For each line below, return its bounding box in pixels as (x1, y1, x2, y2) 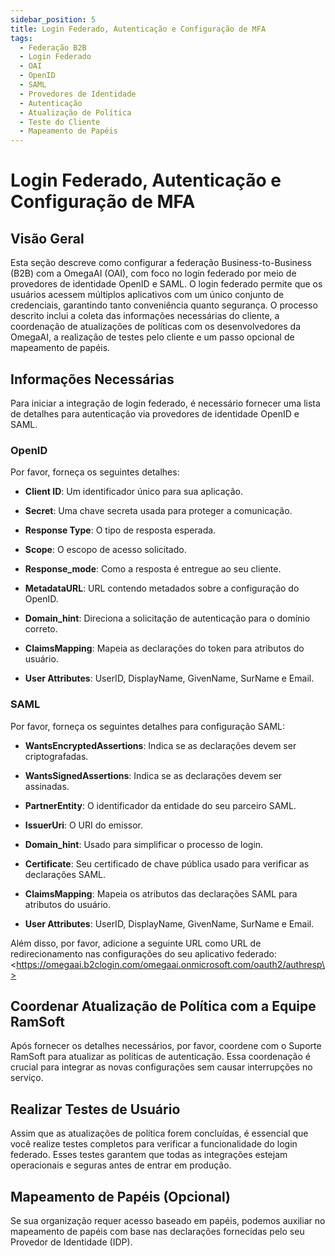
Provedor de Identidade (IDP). (10, 1236, 133, 1248)
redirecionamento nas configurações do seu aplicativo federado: (10, 947, 277, 960)
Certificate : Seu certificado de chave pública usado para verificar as (24, 857, 310, 870)
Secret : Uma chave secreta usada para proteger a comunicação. (24, 505, 293, 517)
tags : (10, 33, 33, 43)
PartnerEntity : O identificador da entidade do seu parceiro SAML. (24, 799, 297, 811)
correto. (24, 623, 58, 635)
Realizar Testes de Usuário (10, 1101, 181, 1118)
